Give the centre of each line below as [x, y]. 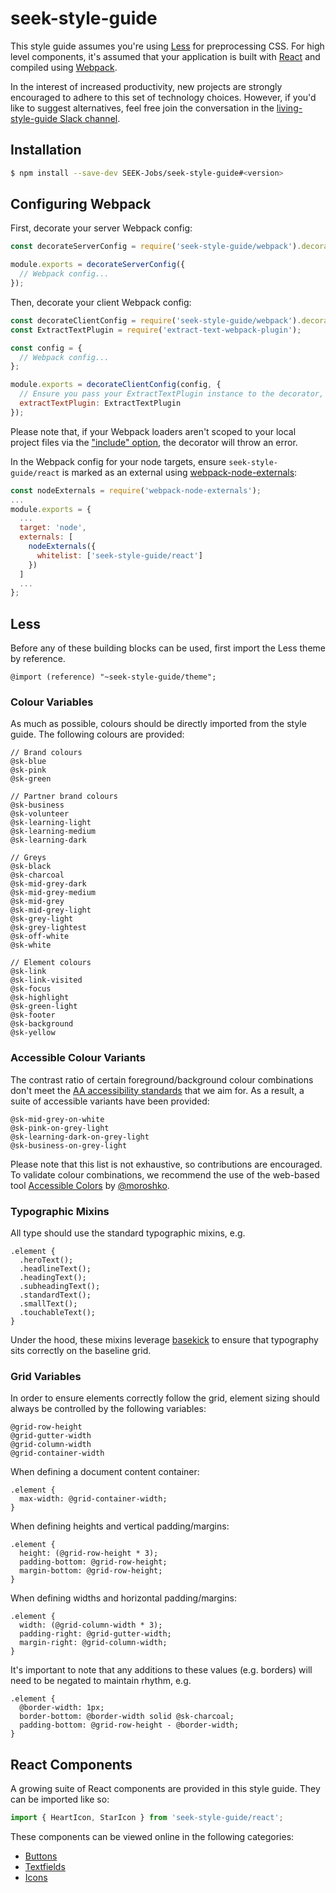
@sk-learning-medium [53, 832]
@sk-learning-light [51, 823]
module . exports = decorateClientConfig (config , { [116, 385]
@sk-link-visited [46, 980]
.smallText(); [48, 1304]
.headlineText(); [55, 1269]
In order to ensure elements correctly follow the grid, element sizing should [165, 1398]
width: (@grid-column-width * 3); [91, 1625]
